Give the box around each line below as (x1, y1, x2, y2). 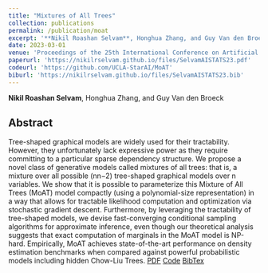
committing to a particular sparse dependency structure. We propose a (8, 154, 242, 164)
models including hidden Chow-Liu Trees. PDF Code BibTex (8, 256, 205, 266)
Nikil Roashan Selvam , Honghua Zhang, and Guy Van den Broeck (8, 93, 225, 102)
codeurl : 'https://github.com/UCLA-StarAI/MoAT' (8, 64, 173, 72)
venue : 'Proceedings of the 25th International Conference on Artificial (8, 49, 259, 57)
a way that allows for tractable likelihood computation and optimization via (8, 196, 252, 206)
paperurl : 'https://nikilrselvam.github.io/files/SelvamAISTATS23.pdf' (8, 57, 251, 65)
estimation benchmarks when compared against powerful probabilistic (8, 247, 241, 257)
